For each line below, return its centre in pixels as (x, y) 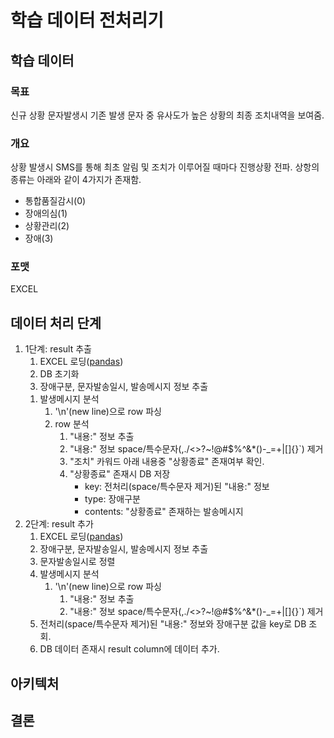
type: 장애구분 (112, 499)
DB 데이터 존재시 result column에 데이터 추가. (129, 649)
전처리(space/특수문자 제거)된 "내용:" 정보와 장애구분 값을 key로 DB (173, 624)
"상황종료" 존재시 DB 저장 (120, 474)
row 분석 (72, 424)
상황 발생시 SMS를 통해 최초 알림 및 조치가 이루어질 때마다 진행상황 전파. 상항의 (165, 167)
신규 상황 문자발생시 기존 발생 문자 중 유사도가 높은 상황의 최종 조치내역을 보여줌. (167, 115)
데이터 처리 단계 (56, 322)
